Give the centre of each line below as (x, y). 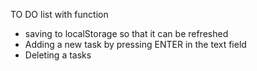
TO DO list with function (59, 14)
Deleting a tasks (58, 55)
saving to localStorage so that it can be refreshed (126, 33)
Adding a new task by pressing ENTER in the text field (135, 44)
